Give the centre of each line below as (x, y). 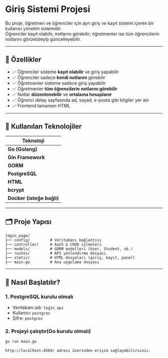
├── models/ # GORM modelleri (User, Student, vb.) (69, 249)
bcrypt (16, 190)
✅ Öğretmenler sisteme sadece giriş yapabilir (59, 83)
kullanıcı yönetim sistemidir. (34, 28)
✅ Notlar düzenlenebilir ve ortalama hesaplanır (62, 94)
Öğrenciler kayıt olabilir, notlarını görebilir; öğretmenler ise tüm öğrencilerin (82, 34)
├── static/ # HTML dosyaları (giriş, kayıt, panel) (70, 258)
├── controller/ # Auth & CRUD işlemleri (53, 245)
